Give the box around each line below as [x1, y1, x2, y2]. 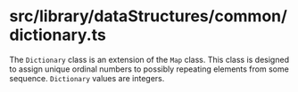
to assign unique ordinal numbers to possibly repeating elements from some [9, 64, 290, 74]
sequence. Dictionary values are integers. [9, 73, 165, 83]
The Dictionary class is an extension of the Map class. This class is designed [9, 54, 290, 65]
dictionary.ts [9, 25, 107, 45]
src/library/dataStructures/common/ [9, 6, 288, 27]
